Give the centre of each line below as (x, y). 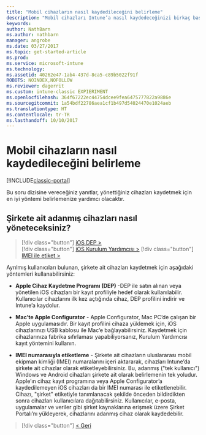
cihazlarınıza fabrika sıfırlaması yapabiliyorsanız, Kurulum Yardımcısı (101, 337)
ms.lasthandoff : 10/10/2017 (42, 120)
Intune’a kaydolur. (37, 305)
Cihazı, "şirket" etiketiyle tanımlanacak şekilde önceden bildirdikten (100, 394)
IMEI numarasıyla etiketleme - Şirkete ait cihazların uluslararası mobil (103, 355)
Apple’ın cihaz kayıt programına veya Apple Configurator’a (89, 381)
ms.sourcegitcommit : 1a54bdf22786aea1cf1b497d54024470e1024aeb (89, 103)
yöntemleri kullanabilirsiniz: (41, 274)
